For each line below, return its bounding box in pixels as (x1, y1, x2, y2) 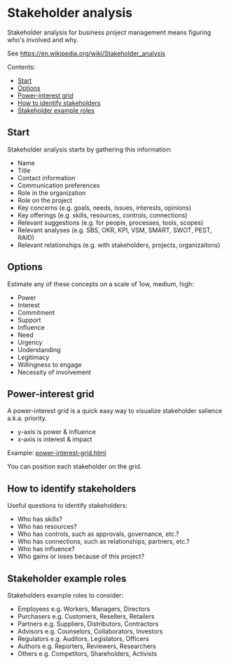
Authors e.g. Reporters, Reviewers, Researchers (17, 642, 156, 650)
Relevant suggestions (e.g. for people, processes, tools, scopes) (17, 218, 204, 227)
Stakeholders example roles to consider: (7, 591, 124, 599)
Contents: (7, 62, 36, 71)
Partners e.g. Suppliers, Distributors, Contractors (17, 619, 159, 628)
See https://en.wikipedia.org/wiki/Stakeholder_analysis (7, 49, 166, 58)
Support (17, 316, 41, 324)
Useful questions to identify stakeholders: (7, 502, 128, 510)
